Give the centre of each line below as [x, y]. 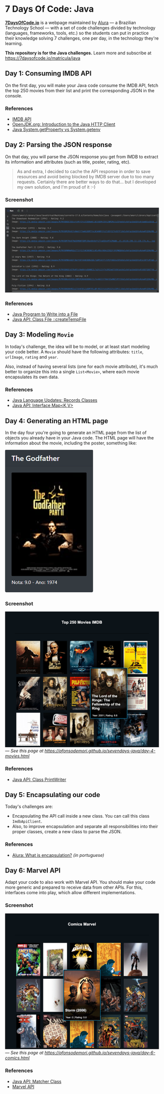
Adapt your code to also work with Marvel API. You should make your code [80, 882]
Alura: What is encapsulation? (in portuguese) [58, 855]
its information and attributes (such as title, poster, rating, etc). [68, 162]
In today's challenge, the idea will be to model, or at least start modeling [77, 346]
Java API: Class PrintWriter [39, 779]
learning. [14, 43]
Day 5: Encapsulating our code [53, 795]
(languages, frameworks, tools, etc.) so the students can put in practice [77, 33]
